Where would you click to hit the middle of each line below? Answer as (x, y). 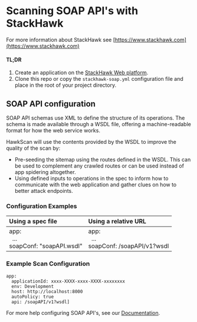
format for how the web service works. (53, 130)
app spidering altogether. (45, 172)
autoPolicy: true (33, 297)
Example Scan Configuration (48, 264)
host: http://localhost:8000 (47, 291)
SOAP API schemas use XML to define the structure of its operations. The (96, 118)
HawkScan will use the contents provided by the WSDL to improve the (91, 142)
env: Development (33, 286)
